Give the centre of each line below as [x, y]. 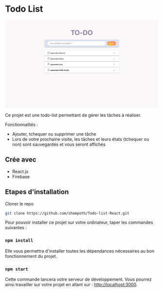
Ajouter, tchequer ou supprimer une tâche [54, 134]
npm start [17, 269]
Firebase [21, 176]
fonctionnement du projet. [31, 256]
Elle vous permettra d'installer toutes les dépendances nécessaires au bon [80, 251]
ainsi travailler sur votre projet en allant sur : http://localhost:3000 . [71, 284]
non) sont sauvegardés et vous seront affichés [59, 144]
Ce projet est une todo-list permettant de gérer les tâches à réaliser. [73, 115]
